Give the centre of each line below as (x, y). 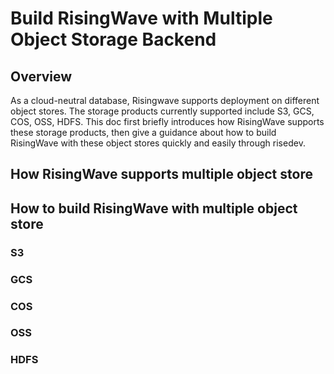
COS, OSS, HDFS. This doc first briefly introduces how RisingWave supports (167, 121)
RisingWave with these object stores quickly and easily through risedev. (158, 143)
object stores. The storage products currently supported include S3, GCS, (162, 111)
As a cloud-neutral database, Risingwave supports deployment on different (165, 100)
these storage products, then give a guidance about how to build (143, 132)
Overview (41, 76)
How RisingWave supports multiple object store (161, 174)
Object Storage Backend (113, 39)
